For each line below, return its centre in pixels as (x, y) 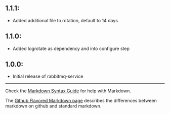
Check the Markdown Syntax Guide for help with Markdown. (68, 91)
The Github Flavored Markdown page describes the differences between (81, 101)
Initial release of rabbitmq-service (48, 76)
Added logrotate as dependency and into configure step (71, 48)
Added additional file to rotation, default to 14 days (65, 20)
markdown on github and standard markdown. (53, 106)
